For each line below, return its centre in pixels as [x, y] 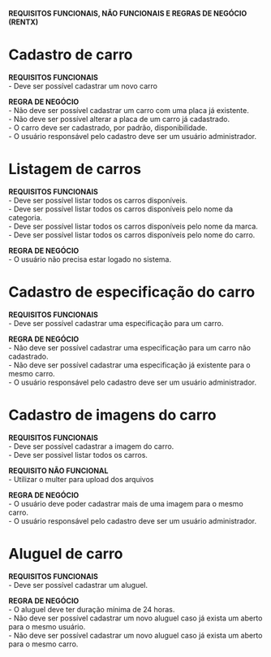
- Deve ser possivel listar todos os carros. [78, 455]
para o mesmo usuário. [47, 626]
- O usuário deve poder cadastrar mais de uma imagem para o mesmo [126, 503]
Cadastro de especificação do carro [132, 292]
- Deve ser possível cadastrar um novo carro [83, 85]
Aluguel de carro [66, 553]
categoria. [26, 217]
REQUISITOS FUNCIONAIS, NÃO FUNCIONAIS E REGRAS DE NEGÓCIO [128, 13]
